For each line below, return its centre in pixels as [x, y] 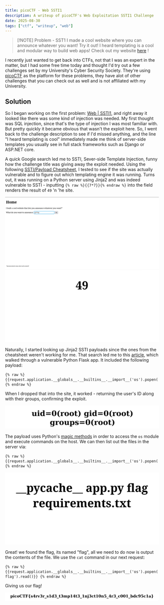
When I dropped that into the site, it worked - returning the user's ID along [80, 393]
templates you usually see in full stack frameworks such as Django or [75, 145]
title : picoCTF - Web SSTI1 [34, 10]
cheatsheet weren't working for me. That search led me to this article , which [82, 355]
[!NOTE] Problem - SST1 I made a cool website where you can [79, 40]
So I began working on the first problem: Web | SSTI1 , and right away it [76, 113]
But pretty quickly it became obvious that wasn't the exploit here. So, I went [81, 129]
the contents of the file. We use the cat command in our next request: [75, 558]
